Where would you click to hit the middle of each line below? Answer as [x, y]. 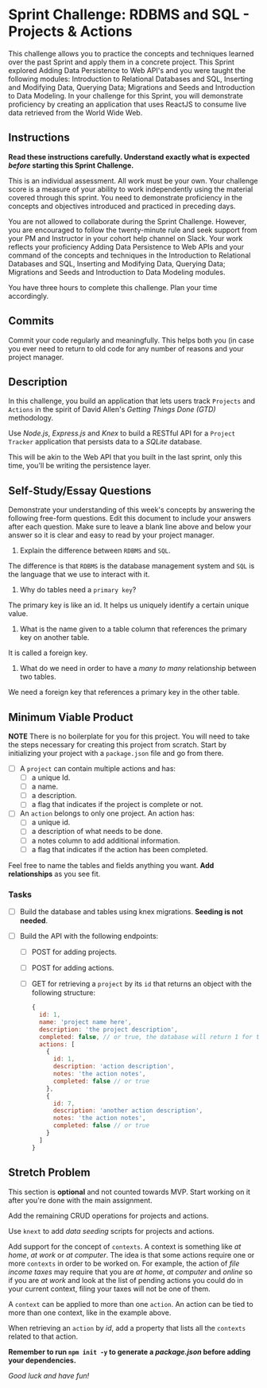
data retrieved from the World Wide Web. [75, 112]
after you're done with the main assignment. [80, 1200]
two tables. [38, 677]
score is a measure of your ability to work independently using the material [131, 189]
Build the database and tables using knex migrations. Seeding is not [132, 911]
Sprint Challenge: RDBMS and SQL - [129, 15]
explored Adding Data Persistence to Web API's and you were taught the [127, 70]
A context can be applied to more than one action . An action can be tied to [131, 1304]
